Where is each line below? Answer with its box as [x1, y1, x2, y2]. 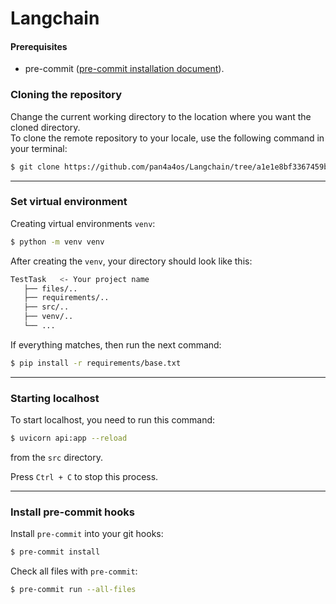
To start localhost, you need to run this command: [10, 414, 216, 426]
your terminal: [10, 142, 68, 154]
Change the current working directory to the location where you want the [10, 110, 312, 122]
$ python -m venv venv [10, 237, 105, 247]
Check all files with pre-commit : [10, 565, 138, 577]
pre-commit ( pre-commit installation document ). [24, 63, 225, 75]
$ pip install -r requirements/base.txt [10, 358, 182, 368]
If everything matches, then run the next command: [10, 338, 222, 351]
